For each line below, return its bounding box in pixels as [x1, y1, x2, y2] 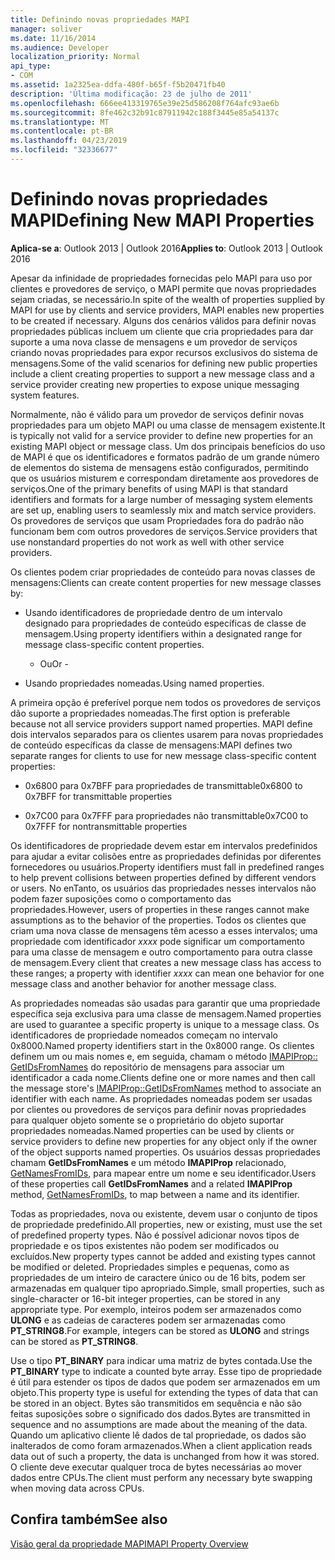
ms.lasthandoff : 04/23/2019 [10, 136, 128, 146]
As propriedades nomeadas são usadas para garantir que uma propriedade [10, 997, 321, 1009]
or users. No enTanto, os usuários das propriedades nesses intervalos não [10, 882, 317, 894]
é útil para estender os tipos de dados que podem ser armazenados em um [10, 1376, 321, 1388]
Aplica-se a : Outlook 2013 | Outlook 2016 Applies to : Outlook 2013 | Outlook [10, 242, 324, 254]
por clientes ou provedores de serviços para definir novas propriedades [10, 1103, 307, 1115]
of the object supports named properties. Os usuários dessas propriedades [10, 1146, 321, 1158]
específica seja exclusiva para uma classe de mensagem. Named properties [10, 1007, 322, 1020]
